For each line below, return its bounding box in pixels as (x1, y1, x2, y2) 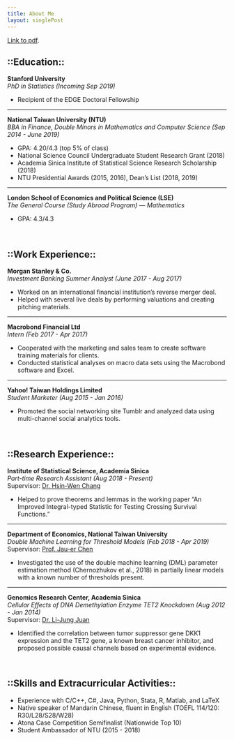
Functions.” (17, 510, 50, 518)
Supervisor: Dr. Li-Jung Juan (7, 615, 90, 623)
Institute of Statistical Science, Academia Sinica (7, 466, 150, 475)
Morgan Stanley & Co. (7, 267, 72, 276)
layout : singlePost (7, 17, 64, 24)
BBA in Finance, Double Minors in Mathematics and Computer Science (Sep (7, 123, 226, 131)
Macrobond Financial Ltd (7, 323, 81, 332)
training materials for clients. (17, 351, 100, 360)
